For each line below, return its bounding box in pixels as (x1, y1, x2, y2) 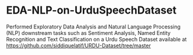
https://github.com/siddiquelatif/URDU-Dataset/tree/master (6, 42, 151, 49)
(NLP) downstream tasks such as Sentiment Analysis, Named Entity (6, 29, 171, 36)
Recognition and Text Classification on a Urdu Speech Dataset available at (6, 35, 187, 43)
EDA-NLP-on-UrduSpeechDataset (6, 4, 176, 17)
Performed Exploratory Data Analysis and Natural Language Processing (6, 23, 181, 30)
